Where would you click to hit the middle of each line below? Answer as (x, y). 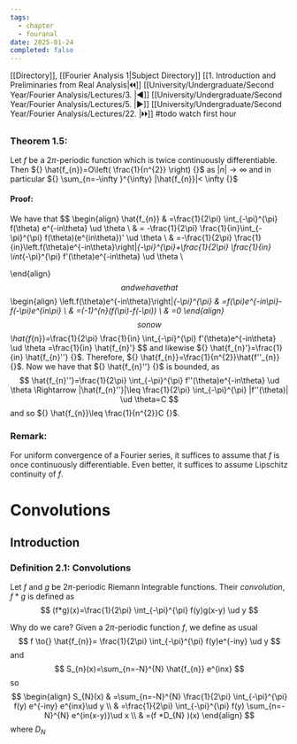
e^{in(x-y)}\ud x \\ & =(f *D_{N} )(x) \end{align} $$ (163, 716)
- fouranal (38, 34)
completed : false (42, 50)
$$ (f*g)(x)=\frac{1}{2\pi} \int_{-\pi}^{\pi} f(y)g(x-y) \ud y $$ (149, 610)
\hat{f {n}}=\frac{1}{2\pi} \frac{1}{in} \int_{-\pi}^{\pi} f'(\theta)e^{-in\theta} (143, 338)
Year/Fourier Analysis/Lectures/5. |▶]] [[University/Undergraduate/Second (146, 105)
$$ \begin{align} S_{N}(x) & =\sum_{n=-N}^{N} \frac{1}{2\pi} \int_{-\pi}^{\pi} (149, 697)
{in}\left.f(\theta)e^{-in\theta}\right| (74, 247)
